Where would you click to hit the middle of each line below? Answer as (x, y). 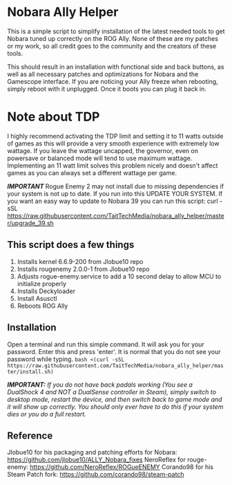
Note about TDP (54, 117)
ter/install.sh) (30, 371)
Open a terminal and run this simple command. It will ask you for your (106, 344)
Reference (30, 435)
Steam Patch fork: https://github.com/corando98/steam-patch (96, 475)
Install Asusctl (37, 298)
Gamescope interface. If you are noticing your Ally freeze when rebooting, (113, 81)
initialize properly (42, 283)
